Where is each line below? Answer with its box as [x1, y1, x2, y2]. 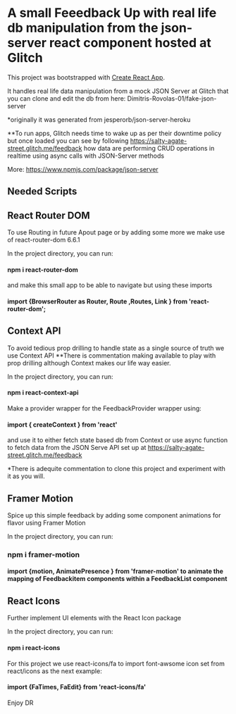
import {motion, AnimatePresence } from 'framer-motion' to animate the [7, 567, 224, 575]
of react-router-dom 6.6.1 [7, 236, 80, 244]
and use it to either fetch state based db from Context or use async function [7, 436, 228, 444]
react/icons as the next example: [7, 667, 102, 675]
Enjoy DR [7, 699, 34, 707]
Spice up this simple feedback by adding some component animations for [7, 511, 221, 519]
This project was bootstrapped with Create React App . [7, 73, 166, 82]
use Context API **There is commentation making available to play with [7, 351, 216, 360]
